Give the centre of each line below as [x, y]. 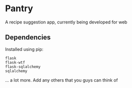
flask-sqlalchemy [23, 66]
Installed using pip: [24, 49]
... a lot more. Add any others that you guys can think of [62, 80]
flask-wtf [15, 62]
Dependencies [28, 37]
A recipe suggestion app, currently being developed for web [66, 22]
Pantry [19, 9]
